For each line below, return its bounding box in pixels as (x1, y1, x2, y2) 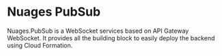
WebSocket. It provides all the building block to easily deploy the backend (7, 33, 215, 42)
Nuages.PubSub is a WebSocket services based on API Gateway (7, 27, 189, 35)
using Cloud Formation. (7, 41, 73, 49)
